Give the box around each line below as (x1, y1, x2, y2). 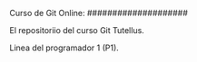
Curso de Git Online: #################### (9, 8, 189, 18)
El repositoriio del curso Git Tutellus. (9, 25, 145, 35)
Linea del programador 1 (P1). (9, 42, 120, 53)
